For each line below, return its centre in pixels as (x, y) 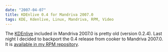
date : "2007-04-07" (26, 10)
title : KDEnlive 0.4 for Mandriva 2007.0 (49, 15)
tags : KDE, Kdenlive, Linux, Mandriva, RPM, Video (60, 19)
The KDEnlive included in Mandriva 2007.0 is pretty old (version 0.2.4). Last (84, 34)
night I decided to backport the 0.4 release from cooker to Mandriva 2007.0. (84, 39)
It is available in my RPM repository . (42, 44)
